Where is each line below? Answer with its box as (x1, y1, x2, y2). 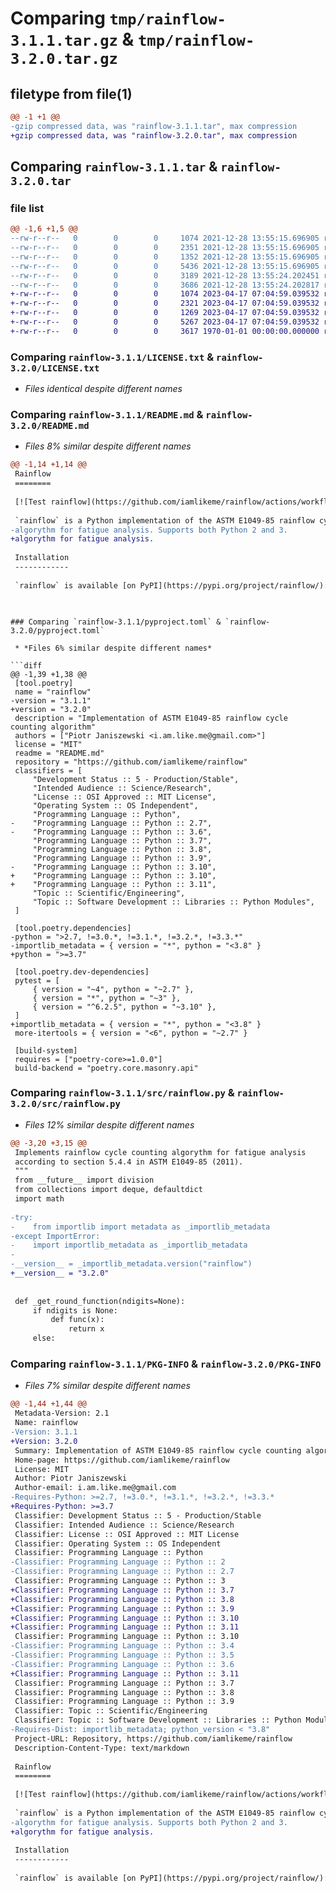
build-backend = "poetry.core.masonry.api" (14, 1063, 199, 1073)
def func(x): (50, 1315, 105, 1325)
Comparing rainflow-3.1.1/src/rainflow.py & (10, 1086, 235, 1100)
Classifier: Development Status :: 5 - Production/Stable (14, 1510, 262, 1521)
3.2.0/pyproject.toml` (10, 625, 105, 636)
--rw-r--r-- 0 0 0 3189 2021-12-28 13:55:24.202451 (10, 270, 320, 281)
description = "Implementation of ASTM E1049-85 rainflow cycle (14, 713, 288, 723)
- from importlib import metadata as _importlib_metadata (10, 1222, 271, 1232)
